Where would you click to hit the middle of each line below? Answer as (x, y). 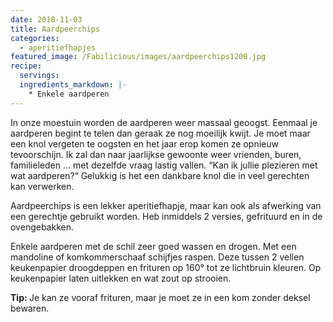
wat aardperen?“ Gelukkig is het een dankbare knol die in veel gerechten (160, 175)
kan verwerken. (42, 186)
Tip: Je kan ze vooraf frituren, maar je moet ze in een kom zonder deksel (160, 297)
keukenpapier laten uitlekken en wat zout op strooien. (121, 278)
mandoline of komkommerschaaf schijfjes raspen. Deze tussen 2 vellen (157, 257)
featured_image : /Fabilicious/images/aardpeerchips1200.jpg (138, 57)
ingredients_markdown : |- (73, 85)
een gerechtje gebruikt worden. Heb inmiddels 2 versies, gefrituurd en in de (166, 216)
